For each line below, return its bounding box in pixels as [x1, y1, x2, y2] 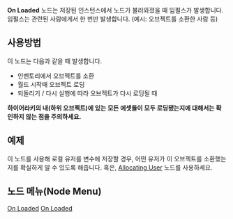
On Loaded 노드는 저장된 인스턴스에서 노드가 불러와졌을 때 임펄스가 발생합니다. [7, 6, 224, 14]
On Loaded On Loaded [7, 204, 73, 213]
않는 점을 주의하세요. [25, 112, 82, 120]
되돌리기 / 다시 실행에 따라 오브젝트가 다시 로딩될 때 [17, 89, 158, 97]
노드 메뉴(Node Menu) [7, 186, 102, 197]
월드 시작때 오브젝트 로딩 [17, 80, 85, 88]
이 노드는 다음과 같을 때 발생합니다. [7, 56, 103, 65]
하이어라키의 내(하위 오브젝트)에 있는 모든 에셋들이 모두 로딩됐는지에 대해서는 [7, 104, 215, 112]
